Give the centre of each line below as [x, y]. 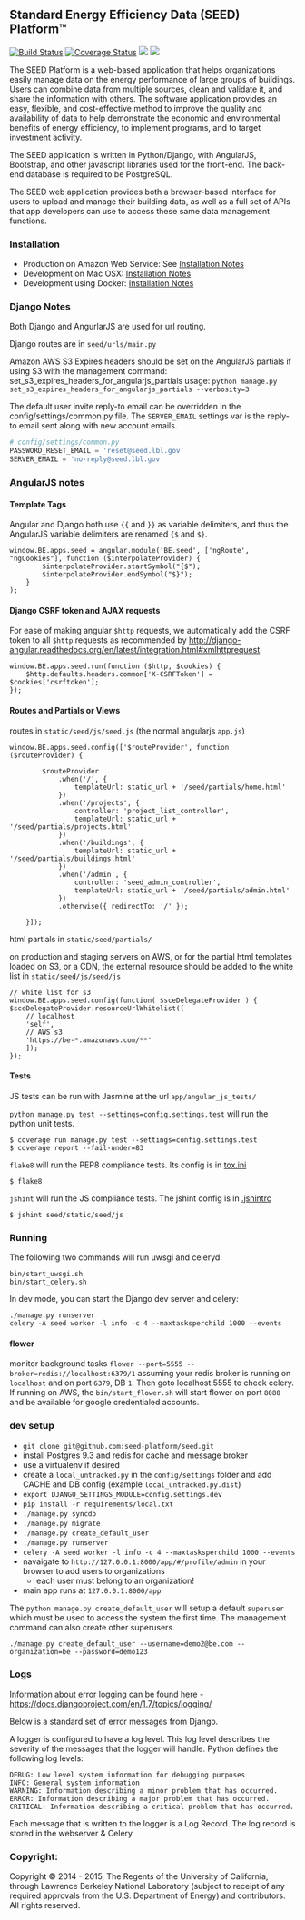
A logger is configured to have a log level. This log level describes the [140, 1738]
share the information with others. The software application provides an [143, 98]
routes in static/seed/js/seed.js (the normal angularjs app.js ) [127, 731]
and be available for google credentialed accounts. [104, 1403]
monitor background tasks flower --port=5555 [96, 1364]
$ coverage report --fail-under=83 [77, 1147]
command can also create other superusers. [92, 1627]
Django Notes [40, 307]
